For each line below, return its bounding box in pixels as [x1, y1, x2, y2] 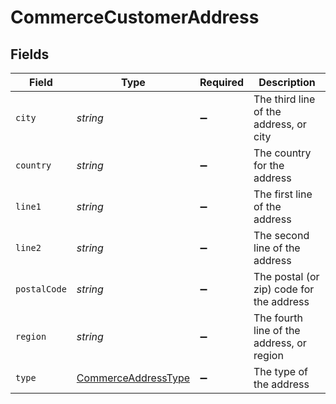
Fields [10, 46, 50, 63]
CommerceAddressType [76, 371, 191, 385]
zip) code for [253, 282, 315, 296]
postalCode [15, 284, 67, 295]
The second [253, 229, 310, 242]
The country [253, 146, 312, 160]
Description [258, 76, 316, 89]
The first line [253, 187, 313, 201]
